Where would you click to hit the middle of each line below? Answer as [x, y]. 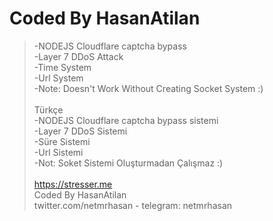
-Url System [58, 78]
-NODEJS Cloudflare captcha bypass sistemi [126, 120]
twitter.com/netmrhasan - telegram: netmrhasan [133, 205]
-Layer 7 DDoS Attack [78, 56]
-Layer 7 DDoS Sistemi [80, 131]
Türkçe [48, 109]
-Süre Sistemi [62, 141]
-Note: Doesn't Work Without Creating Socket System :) [148, 88]
